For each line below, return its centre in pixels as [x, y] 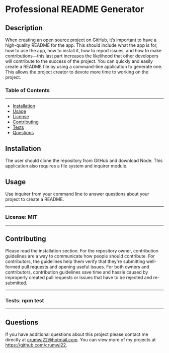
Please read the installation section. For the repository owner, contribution [82, 251]
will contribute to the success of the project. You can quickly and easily [79, 61]
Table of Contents [28, 90]
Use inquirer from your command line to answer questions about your [77, 194]
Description [24, 28]
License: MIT [21, 217]
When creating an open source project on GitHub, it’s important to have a [81, 40]
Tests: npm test [25, 300]
